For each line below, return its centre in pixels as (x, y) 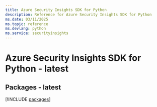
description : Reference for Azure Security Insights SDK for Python (78, 15)
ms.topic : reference (27, 24)
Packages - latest (33, 87)
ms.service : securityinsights (37, 33)
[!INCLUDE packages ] (28, 99)
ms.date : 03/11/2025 (27, 19)
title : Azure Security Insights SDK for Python (56, 10)
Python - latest (37, 69)
